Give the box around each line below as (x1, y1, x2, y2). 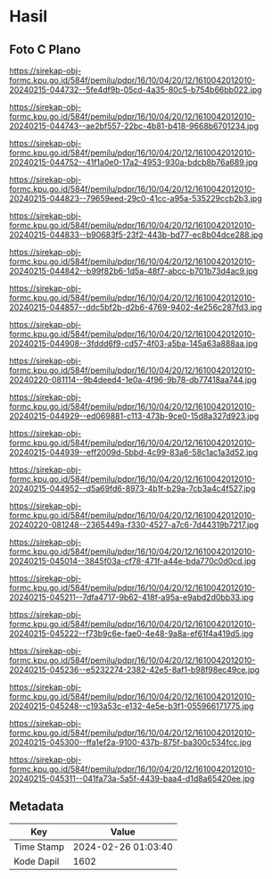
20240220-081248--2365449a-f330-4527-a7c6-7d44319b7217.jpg (9, 519, 260, 530)
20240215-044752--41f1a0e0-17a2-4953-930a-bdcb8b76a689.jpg (9, 157, 259, 167)
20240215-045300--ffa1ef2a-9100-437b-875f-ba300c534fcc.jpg (9, 737, 252, 747)
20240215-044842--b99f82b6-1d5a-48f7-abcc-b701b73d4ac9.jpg (9, 266, 259, 276)
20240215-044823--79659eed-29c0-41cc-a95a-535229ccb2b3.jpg (9, 194, 263, 203)
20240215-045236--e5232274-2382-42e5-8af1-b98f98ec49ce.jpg (9, 665, 260, 675)
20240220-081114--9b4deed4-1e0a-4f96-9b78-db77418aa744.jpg (9, 375, 257, 385)
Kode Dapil (13, 855, 60, 867)
